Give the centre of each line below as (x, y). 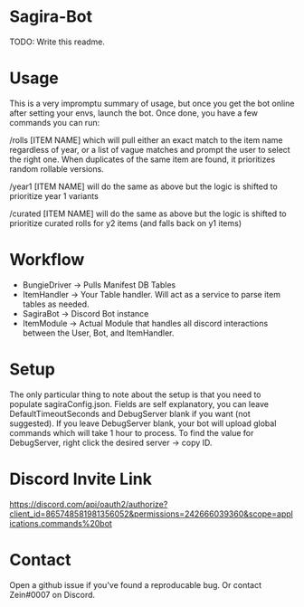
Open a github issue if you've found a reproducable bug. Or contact (136, 584)
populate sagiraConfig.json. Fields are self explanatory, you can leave (139, 403)
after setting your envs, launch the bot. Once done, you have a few (133, 113)
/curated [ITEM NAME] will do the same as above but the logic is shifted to (148, 213)
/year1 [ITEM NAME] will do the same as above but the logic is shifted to (143, 186)
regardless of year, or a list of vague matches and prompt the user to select (150, 149)
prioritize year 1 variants (54, 195)
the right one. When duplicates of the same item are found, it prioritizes (142, 159)
